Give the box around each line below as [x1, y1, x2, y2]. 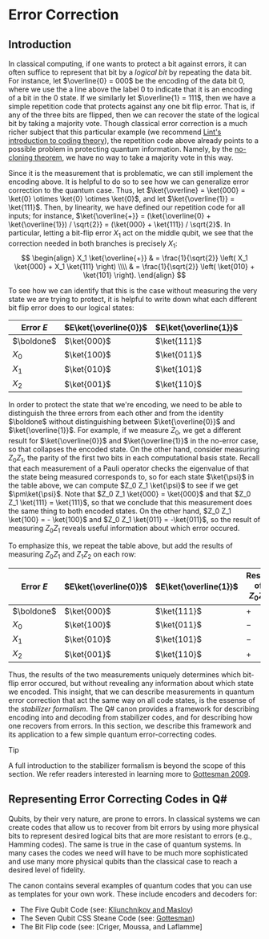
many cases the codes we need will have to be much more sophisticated [8, 847, 248, 857]
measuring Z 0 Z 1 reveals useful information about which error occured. [8, 523, 240, 535]
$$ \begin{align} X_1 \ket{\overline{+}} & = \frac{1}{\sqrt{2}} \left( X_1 [21, 253, 248, 263]
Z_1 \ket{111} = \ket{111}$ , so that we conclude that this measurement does [8, 497, 252, 507]
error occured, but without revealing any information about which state [20, 679, 254, 688]
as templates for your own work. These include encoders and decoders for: [8, 889, 258, 899]
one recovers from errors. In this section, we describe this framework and [8, 721, 252, 731]
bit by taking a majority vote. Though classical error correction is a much [8, 119, 248, 128]
